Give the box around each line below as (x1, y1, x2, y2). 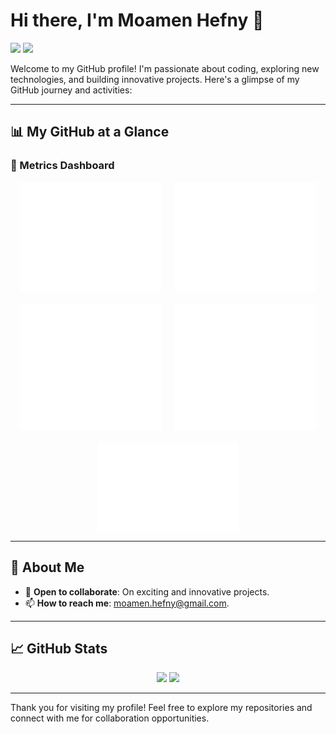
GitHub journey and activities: (10, 84, 133, 96)
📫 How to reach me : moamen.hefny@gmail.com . (24, 597, 230, 609)
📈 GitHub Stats (10, 640, 108, 658)
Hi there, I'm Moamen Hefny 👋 (10, 9, 265, 32)
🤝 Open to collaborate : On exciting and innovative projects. (24, 585, 270, 598)
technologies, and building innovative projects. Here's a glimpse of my (10, 73, 300, 85)
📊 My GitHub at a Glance (10, 124, 170, 141)
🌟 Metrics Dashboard (10, 159, 115, 173)
